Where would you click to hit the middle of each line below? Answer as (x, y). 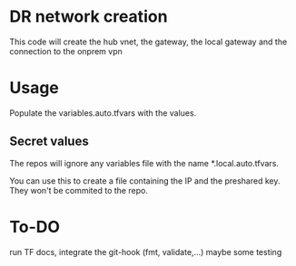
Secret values (49, 142)
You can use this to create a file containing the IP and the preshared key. (145, 180)
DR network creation (89, 17)
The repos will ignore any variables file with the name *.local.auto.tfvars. (144, 163)
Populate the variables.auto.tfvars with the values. (103, 113)
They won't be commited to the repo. (79, 190)
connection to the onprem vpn (66, 51)
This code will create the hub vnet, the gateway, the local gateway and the (148, 42)
